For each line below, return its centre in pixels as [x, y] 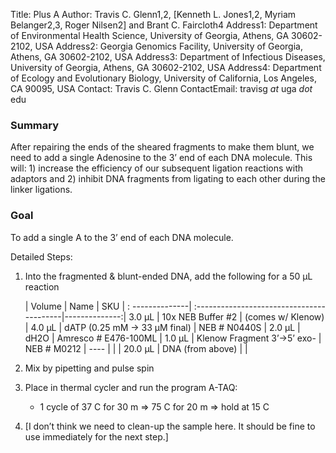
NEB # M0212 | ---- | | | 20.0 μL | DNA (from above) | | [136, 348]
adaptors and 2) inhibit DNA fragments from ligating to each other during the [168, 179]
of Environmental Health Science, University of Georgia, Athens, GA [150, 35]
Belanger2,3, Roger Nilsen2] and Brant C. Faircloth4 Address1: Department [164, 25]
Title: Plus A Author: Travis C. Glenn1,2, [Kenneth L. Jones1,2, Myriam [153, 14]
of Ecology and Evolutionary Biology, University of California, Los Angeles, [163, 78]
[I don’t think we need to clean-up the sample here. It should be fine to [170, 426]
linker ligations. [41, 190]
